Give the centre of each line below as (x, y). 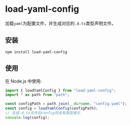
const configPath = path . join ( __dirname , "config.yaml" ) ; (66, 104)
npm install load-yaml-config (36, 52)
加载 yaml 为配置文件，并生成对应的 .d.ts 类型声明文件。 (61, 23)
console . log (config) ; (27, 117)
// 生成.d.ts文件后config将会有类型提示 (43, 113)
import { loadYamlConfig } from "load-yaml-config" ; (61, 90)
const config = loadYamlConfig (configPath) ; (52, 109)
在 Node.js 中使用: (23, 81)
